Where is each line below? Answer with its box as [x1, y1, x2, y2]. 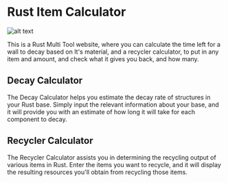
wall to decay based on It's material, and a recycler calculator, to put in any [7, 47, 219, 56]
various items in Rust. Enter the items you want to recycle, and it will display [7, 160, 222, 169]
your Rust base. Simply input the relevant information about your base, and [7, 100, 220, 109]
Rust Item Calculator [7, 4, 126, 20]
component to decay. [7, 115, 67, 123]
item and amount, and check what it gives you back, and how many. [7, 54, 199, 63]
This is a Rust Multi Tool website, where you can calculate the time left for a [7, 40, 221, 48]
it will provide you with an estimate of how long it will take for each [7, 107, 196, 116]
